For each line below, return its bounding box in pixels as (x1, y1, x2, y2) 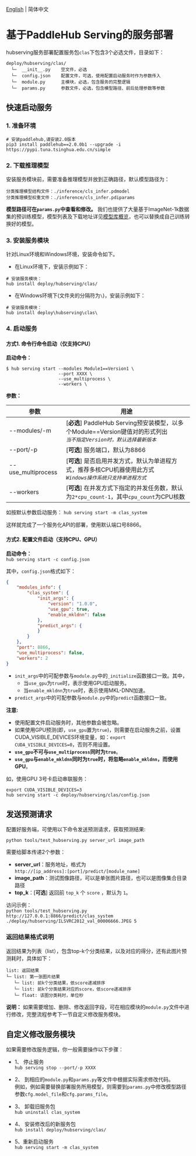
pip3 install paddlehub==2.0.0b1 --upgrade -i (6, 142, 121, 147)
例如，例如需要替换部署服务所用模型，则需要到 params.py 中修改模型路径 (14, 1083, 187, 1090)
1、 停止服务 (14, 1058, 44, 1065)
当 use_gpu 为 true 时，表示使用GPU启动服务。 (23, 679, 130, 686)
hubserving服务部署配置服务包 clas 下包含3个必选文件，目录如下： (6, 49, 164, 56)
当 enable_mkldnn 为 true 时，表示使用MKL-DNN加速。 (23, 687, 149, 694)
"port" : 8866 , (16, 645, 51, 651)
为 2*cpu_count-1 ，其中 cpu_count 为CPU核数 (66, 493, 185, 501)
